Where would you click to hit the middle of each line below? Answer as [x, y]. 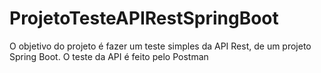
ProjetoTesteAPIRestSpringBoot [144, 18]
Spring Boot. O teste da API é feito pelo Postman [109, 56]
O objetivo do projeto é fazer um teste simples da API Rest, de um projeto [160, 46]
